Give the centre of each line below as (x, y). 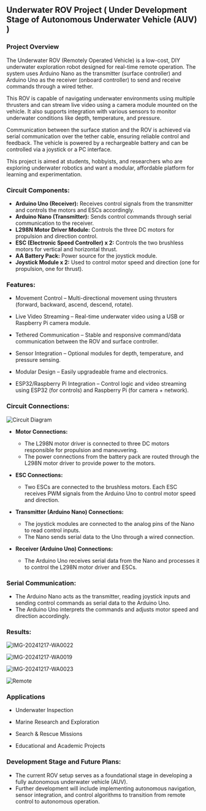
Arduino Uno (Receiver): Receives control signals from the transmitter (104, 203)
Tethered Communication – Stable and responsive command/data (98, 335)
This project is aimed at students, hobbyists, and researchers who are (94, 161)
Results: (19, 632)
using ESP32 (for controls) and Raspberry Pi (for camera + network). (102, 390)
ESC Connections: (39, 475)
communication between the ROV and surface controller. (87, 342)
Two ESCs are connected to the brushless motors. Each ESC (101, 487)
